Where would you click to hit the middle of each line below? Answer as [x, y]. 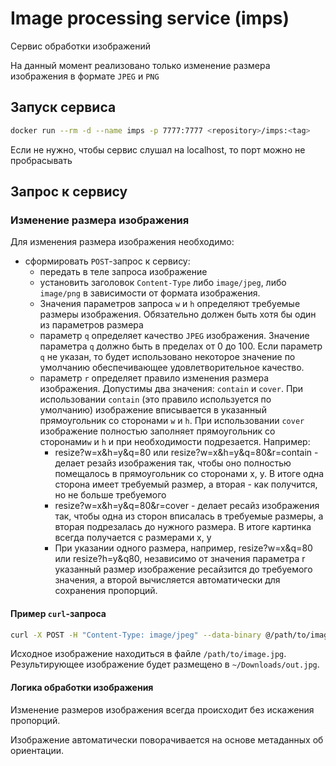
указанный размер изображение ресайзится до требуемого [183, 569]
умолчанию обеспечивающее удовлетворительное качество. [172, 368]
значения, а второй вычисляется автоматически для [167, 580]
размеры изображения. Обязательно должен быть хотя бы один [178, 314]
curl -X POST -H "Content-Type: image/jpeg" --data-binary [136, 635]
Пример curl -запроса [58, 613]
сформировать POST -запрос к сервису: [107, 261]
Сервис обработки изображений [81, 46]
